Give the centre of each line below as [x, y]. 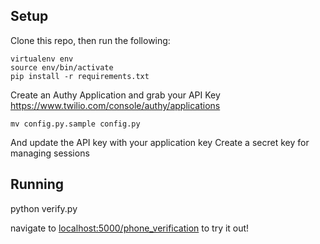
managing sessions [50, 153]
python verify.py [44, 208]
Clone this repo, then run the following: [90, 40]
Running [37, 184]
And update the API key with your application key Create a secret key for [160, 142]
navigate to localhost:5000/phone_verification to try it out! [130, 228]
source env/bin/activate [62, 67]
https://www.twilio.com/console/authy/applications [115, 105]
